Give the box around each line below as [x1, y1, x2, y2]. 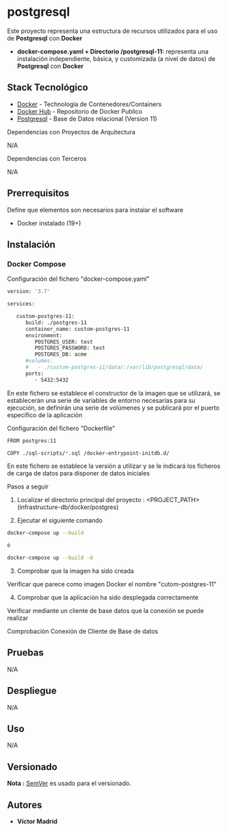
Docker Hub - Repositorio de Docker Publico [16, 107, 143, 115]
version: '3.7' [7, 288, 51, 295]
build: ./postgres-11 [25, 319, 88, 326]
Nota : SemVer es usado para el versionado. [7, 779, 131, 788]
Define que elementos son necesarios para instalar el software [7, 206, 184, 214]
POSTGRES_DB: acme [34, 351, 88, 358]
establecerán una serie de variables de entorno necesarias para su [7, 396, 196, 404]
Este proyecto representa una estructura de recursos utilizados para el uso [7, 27, 218, 35]
